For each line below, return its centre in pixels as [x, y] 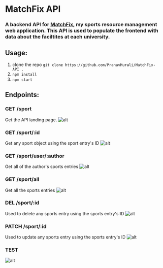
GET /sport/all [22, 179]
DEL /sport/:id [22, 203]
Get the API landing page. [31, 120]
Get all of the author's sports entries [42, 167]
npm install [24, 74]
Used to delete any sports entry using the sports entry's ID [65, 213]
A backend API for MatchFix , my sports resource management [81, 25]
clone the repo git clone [37, 65]
